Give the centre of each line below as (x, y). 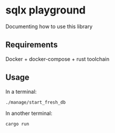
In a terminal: (21, 91)
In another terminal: (29, 113)
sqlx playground (46, 10)
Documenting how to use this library (49, 26)
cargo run (18, 124)
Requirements (32, 45)
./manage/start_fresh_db (36, 102)
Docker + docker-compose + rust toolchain (57, 59)
